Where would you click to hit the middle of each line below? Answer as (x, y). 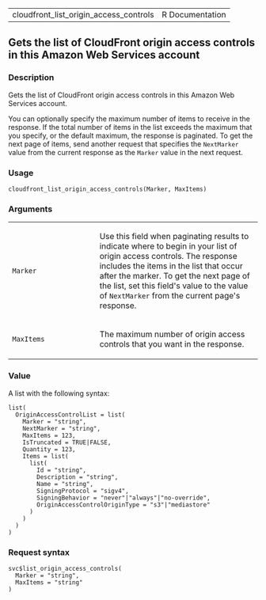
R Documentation (194, 15)
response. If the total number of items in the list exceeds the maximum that (130, 127)
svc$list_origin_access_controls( (65, 568)
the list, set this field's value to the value (174, 286)
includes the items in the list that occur (171, 266)
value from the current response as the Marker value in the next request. (126, 152)
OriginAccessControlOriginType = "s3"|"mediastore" (124, 505)
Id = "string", (62, 470)
